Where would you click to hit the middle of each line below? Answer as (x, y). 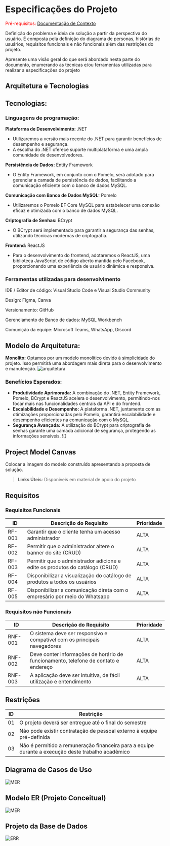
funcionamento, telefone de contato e (74, 661)
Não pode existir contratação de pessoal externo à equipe (89, 731)
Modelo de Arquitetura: (43, 346)
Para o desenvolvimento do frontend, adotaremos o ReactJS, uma (81, 256)
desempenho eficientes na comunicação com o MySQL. (71, 420)
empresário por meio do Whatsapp (68, 597)
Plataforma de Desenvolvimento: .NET (46, 129)
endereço (41, 667)
